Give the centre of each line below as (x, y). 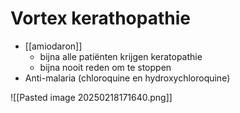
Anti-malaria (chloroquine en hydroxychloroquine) (127, 78)
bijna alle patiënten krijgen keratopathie (121, 56)
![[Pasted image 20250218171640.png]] (91, 97)
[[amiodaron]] (53, 46)
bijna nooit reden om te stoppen (105, 67)
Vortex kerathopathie (100, 18)
